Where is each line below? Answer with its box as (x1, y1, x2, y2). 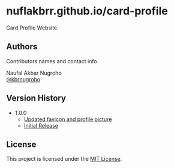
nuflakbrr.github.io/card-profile (6, 4, 168, 18)
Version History (6, 93, 66, 104)
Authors (6, 42, 38, 52)
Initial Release (23, 122, 59, 129)
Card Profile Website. (6, 24, 59, 31)
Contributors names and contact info (6, 57, 97, 64)
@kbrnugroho (6, 75, 41, 82)
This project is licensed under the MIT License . (6, 155, 122, 163)
